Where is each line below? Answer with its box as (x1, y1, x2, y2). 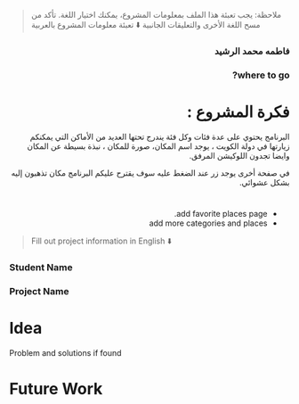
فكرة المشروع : (186, 102, 290, 122)
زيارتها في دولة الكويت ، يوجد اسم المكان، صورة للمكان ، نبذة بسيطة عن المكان (27, 140, 290, 152)
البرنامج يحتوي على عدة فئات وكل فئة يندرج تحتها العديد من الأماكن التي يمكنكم (29, 131, 290, 142)
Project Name (9, 284, 69, 297)
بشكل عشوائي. (238, 177, 290, 187)
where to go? (232, 69, 290, 81)
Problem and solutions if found (9, 347, 122, 358)
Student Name (9, 260, 73, 273)
